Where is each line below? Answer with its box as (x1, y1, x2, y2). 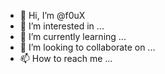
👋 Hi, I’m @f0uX (19, 10, 86, 21)
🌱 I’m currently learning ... (19, 31, 127, 42)
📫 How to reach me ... (19, 53, 113, 64)
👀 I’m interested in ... (19, 20, 105, 32)
